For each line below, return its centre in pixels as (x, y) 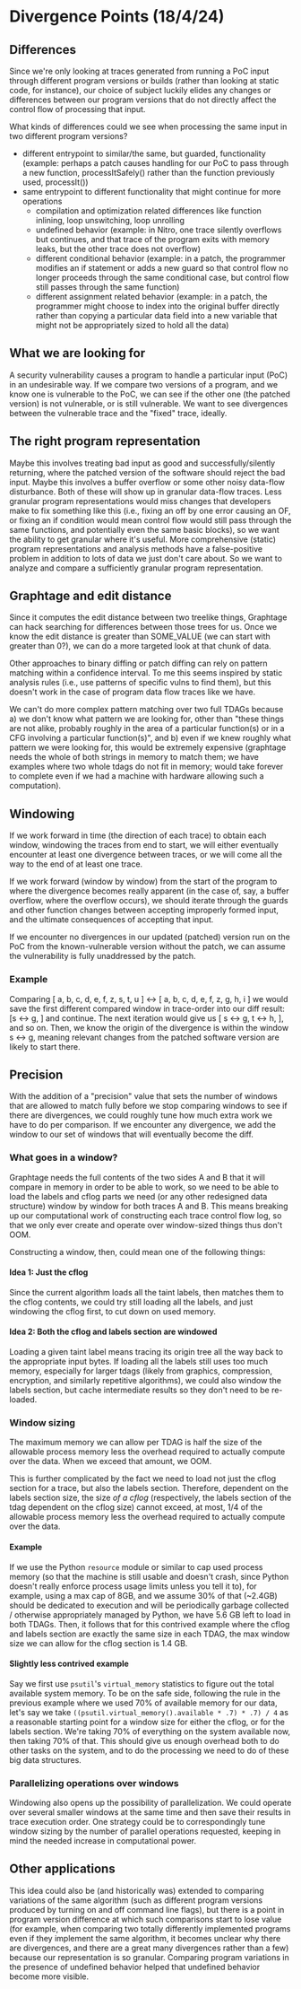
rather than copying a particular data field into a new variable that (156, 315)
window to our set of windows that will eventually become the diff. (131, 1134)
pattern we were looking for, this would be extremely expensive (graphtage (148, 747)
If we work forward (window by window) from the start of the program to (143, 882)
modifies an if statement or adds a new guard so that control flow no (162, 268)
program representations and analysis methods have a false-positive (136, 548)
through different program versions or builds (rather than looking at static (144, 81)
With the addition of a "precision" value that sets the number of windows (143, 1096)
